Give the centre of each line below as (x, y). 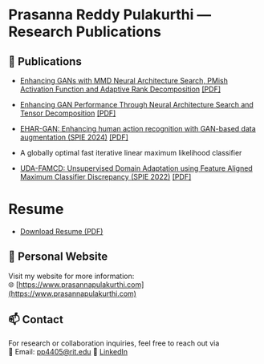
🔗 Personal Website (58, 257)
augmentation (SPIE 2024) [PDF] (74, 137)
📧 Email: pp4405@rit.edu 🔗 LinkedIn (68, 351)
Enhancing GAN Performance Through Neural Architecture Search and (137, 105)
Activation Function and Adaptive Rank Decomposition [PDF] (120, 89)
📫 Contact (36, 320)
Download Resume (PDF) (61, 231)
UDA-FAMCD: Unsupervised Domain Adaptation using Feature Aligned (136, 168)
